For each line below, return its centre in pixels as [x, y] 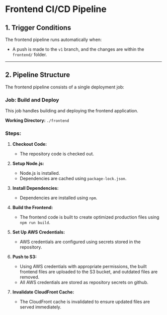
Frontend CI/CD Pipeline [56, 9]
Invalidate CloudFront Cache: [43, 292]
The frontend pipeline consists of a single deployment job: [65, 87]
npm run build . [35, 223]
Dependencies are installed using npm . [59, 198]
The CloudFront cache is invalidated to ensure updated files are [85, 302]
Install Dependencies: [35, 188]
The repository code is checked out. [57, 154]
